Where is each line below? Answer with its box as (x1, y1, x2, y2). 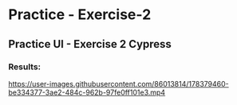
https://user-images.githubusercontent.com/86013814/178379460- (8, 79, 229, 88)
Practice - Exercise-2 (8, 6, 152, 24)
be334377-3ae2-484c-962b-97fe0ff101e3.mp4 (8, 87, 166, 97)
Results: (8, 61, 41, 72)
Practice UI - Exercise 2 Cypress (8, 37, 172, 51)
